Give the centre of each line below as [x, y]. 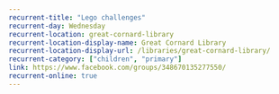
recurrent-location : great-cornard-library [91, 34]
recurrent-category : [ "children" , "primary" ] [95, 59]
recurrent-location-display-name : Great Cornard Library [117, 43]
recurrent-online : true [53, 76]
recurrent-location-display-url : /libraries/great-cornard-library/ [139, 51]
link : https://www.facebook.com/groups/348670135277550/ [117, 68]
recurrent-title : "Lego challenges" [77, 17]
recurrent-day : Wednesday [57, 26]
